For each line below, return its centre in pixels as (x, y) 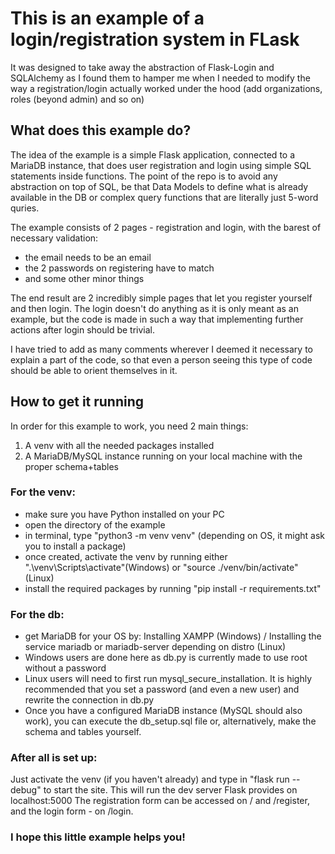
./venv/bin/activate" (258, 567)
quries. (25, 208)
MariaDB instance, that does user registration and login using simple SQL (161, 165)
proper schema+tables (71, 466)
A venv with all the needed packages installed (119, 445)
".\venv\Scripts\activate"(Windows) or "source (120, 567)
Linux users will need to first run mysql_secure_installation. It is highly (168, 679)
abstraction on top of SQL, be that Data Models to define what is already (159, 186)
